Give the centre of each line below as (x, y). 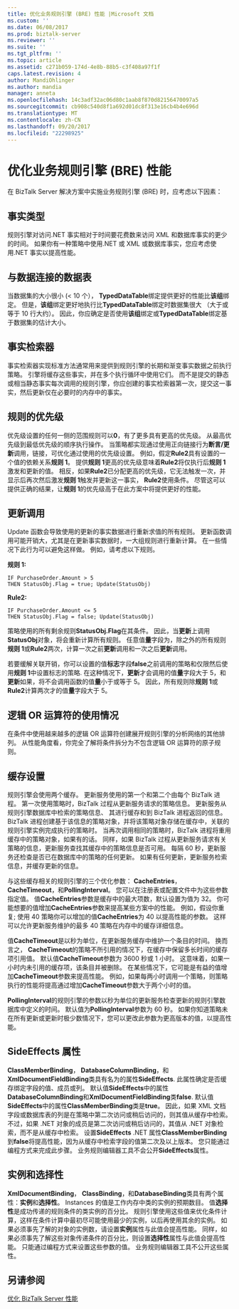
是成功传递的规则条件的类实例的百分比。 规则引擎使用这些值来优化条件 (117, 1211)
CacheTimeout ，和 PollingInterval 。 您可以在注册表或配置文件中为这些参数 (118, 890)
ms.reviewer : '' (31, 41)
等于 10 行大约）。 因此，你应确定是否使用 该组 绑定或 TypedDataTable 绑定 (115, 313)
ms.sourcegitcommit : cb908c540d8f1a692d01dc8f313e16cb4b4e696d (103, 107)
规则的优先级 (36, 417)
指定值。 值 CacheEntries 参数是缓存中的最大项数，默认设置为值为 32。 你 (115, 899)
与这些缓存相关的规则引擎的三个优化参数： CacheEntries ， (94, 881)
